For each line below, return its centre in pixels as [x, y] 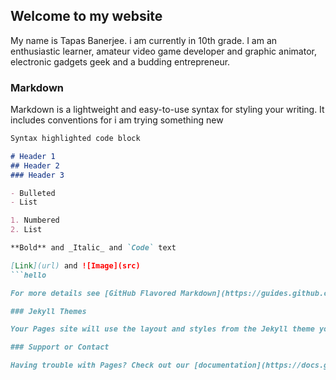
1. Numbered [35, 220]
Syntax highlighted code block [75, 139]
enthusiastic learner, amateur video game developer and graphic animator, [163, 51]
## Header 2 [35, 165]
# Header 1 [33, 156]
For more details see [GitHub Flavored [93, 293]
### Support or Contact [60, 347]
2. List [26, 230]
